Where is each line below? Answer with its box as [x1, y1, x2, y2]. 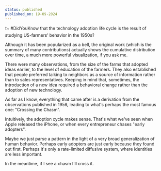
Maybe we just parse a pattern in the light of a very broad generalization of [5, 136, 155, 141]
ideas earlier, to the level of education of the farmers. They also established [5, 66, 156, 72]
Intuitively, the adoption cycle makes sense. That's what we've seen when [5, 116, 153, 122]
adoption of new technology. [5, 87, 63, 93]
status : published [5, 7, 42, 12]
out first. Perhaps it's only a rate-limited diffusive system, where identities [5, 146, 153, 152]
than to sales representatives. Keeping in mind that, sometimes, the [5, 77, 140, 82]
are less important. [5, 151, 43, 157]
